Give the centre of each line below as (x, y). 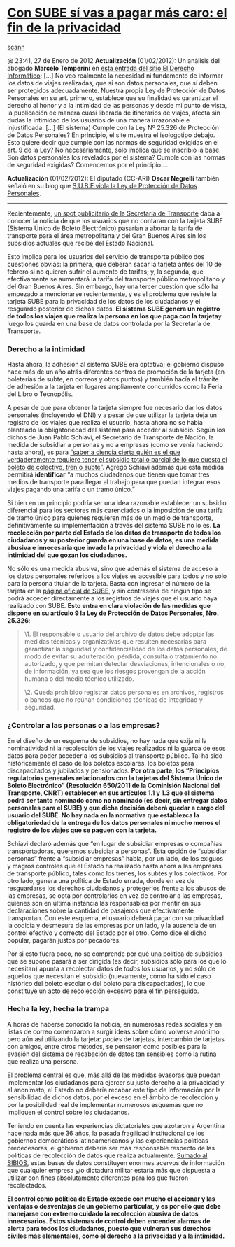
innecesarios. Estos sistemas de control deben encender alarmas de (109, 1221)
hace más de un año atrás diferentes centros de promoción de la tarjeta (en (116, 372)
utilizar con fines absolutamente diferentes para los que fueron (98, 1178)
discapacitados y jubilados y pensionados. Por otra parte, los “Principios (113, 770)
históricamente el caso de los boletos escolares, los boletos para (101, 763)
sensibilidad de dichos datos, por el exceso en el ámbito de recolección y (113, 1097)
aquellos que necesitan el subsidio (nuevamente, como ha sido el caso (109, 976)
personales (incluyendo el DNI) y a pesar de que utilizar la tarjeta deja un (112, 415)
